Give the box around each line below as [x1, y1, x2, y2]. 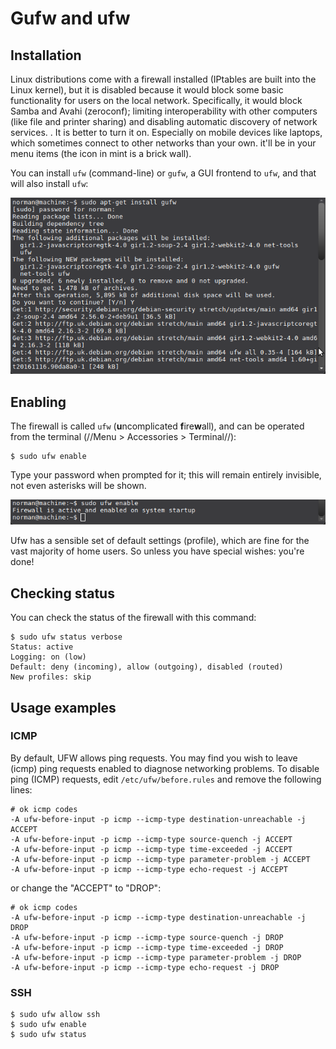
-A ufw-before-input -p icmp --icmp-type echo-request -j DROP [10, 962, 280, 972]
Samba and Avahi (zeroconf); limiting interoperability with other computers [10, 105, 318, 117]
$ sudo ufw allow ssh [10, 1010, 101, 1020]
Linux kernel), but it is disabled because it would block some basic [10, 84, 284, 96]
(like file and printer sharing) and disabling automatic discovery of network [10, 116, 318, 127]
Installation [10, 47, 82, 64]
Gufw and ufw [10, 7, 131, 30]
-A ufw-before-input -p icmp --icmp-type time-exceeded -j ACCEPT [10, 844, 293, 854]
